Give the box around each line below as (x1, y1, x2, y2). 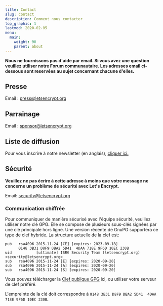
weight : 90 (14, 40, 37, 44)
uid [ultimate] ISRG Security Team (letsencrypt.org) (5, 250, 140, 255)
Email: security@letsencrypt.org (5, 192, 71, 198)
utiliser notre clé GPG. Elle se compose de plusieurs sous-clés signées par (5, 221, 157, 227)
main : (9, 35, 21, 40)
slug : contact (5, 12, 35, 17)
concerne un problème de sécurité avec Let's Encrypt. (5, 183, 120, 189)
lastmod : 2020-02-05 (5, 26, 48, 31)
